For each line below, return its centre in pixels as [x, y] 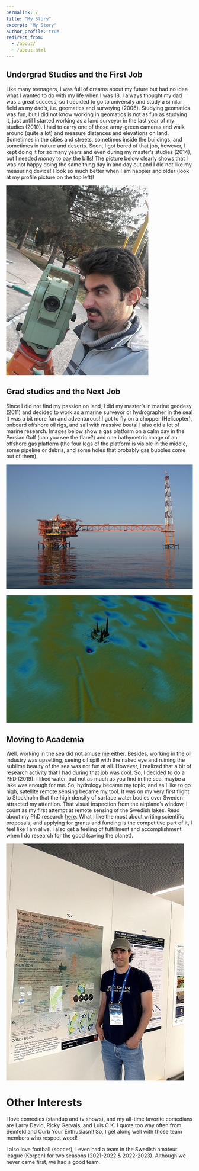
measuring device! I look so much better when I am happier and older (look [98, 171]
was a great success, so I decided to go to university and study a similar [94, 101]
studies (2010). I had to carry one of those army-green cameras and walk [95, 127]
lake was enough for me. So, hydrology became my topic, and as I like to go [99, 785]
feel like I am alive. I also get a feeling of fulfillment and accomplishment [94, 829]
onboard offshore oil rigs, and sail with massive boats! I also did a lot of [93, 425]
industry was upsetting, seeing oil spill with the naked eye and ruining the [96, 760]
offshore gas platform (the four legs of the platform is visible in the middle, [97, 444]
